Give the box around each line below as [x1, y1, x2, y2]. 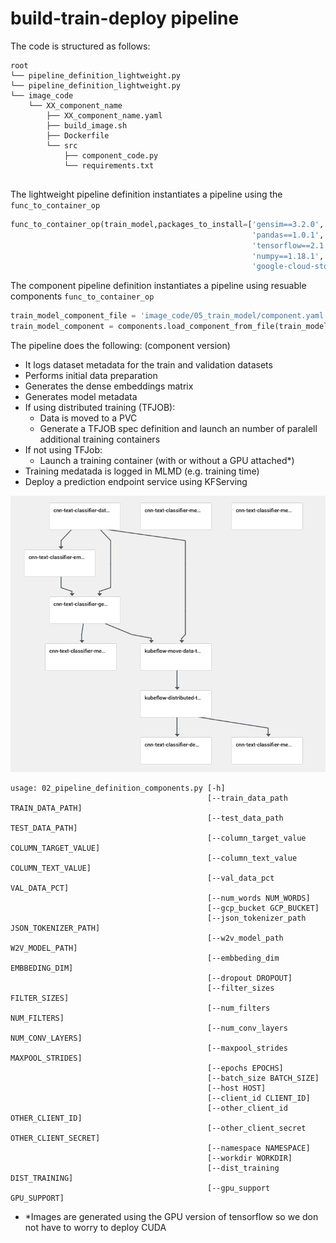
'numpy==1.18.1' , [251, 251, 325, 261]
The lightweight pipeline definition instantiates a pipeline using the [10, 188, 283, 200]
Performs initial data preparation [24, 370, 158, 382]
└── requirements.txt [63, 160, 155, 171]
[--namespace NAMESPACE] [207, 1143, 311, 1153]
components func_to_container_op [10, 290, 155, 302]
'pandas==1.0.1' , [251, 230, 325, 240]
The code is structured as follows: [10, 40, 151, 52]
